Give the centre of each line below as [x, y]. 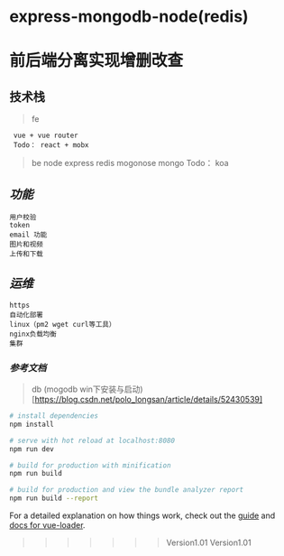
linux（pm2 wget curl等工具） [63, 324]
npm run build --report [54, 498]
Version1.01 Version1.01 [209, 542]
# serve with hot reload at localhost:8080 [92, 440]
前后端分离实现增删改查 [96, 61]
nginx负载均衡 [33, 334]
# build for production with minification [90, 465]
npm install [32, 424]
